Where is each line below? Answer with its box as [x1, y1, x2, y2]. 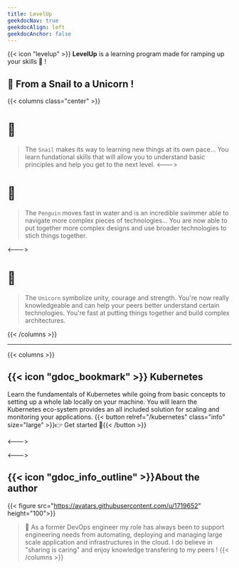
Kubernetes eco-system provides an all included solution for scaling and [7, 404, 220, 413]
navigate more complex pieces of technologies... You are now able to [24, 216, 228, 225]
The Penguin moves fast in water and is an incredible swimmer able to [24, 208, 229, 217]
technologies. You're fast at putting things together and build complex [24, 309, 230, 317]
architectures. [24, 316, 66, 324]
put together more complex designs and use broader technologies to [24, 223, 227, 232]
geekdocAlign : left [7, 23, 65, 31]
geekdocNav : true [7, 17, 59, 24]
